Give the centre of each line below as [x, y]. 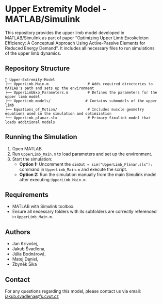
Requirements [27, 195]
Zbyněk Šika [24, 264]
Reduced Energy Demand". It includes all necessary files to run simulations [80, 48]
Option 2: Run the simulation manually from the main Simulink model [88, 174]
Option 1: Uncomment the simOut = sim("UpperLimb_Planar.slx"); [86, 164]
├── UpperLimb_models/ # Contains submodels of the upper [81, 101]
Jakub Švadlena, [29, 249]
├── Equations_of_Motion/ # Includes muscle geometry [75, 109]
